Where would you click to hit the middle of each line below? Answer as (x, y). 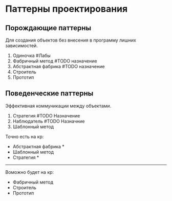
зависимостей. (22, 46)
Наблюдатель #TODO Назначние (49, 121)
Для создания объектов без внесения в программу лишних (71, 40)
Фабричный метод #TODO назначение (55, 61)
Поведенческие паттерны (49, 94)
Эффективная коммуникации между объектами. (58, 106)
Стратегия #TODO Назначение (46, 115)
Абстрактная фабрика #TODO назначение (59, 66)
